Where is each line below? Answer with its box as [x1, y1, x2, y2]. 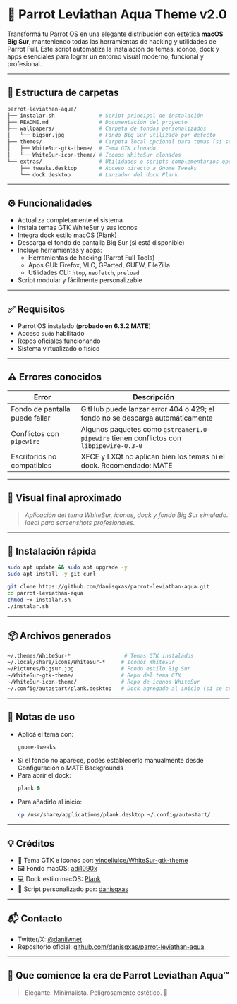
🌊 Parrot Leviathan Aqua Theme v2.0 [7, 6, 227, 23]
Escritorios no [11, 452, 57, 461]
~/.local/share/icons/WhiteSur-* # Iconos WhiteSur [7, 659, 175, 666]
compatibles [11, 460, 52, 470]
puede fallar [11, 413, 51, 423]
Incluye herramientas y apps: [17, 246, 102, 255]
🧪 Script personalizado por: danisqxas [17, 885, 129, 893]
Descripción [133, 392, 175, 401]
